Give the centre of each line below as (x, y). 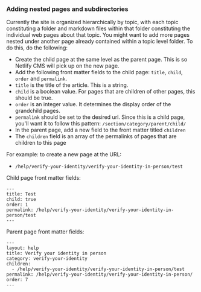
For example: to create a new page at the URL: (64, 154)
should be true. (34, 98)
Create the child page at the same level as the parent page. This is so (101, 60)
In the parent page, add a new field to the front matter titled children (100, 130)
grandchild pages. (37, 111)
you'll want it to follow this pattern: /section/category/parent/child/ (101, 124)
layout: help (23, 248)
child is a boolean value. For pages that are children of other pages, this (105, 92)
